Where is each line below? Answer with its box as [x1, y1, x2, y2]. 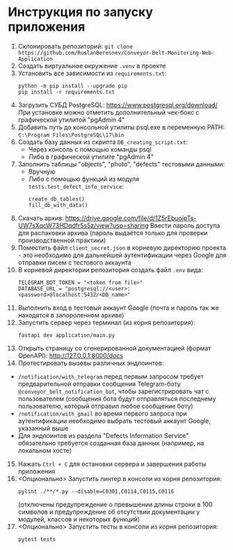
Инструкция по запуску [8, 4, 154, 20]
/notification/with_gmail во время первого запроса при [17, 409, 187, 418]
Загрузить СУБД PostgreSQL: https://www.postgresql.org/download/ [17, 100, 218, 109]
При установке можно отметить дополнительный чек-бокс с [17, 108, 200, 116]
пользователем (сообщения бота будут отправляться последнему [17, 394, 216, 402]
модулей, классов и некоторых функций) [17, 514, 140, 523]
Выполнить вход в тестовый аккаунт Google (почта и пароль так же [17, 304, 220, 312]
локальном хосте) [17, 446, 72, 455]
